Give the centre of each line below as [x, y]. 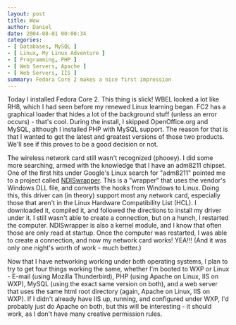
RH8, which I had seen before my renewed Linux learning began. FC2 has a [117, 107]
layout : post [26, 14]
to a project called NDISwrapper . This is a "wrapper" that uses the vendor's [117, 180]
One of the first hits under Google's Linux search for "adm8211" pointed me [116, 173]
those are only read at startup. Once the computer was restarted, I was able [117, 233]
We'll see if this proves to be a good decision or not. [83, 145]
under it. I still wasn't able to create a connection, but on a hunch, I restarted [118, 218]
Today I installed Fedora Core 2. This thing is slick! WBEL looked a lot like [113, 99]
